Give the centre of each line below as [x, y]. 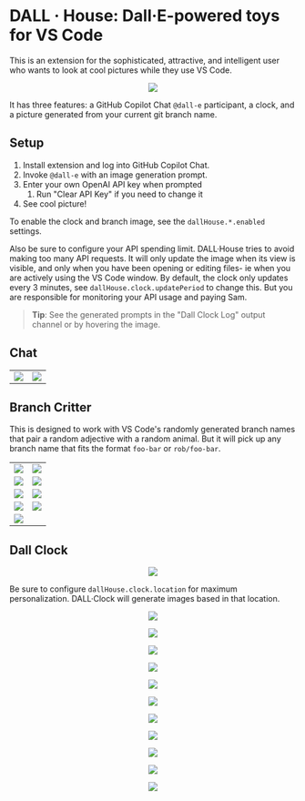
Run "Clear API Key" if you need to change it [119, 194]
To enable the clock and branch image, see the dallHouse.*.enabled [137, 221]
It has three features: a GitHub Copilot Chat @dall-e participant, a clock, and [152, 105]
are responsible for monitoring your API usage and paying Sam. [128, 297]
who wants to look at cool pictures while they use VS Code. [121, 70]
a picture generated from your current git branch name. [113, 114]
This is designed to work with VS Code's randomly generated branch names [152, 430]
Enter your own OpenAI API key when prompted [112, 184]
